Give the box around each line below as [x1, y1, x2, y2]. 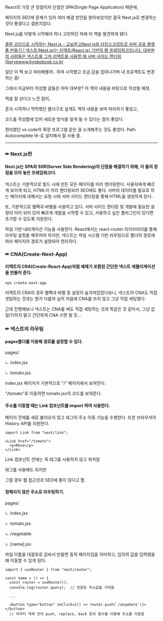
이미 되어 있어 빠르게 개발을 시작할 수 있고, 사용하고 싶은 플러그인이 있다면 [14, 210, 154, 216]
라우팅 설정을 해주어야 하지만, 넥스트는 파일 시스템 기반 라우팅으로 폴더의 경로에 [5, 232, 155, 238]
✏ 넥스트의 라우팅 [5, 326, 44, 332]
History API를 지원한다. [5, 420, 50, 426]
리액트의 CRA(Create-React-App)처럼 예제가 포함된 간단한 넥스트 [5, 263, 131, 269]
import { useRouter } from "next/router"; [5, 567, 92, 572]
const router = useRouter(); [9, 580, 68, 585]
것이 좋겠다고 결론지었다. [5, 21, 52, 26]
